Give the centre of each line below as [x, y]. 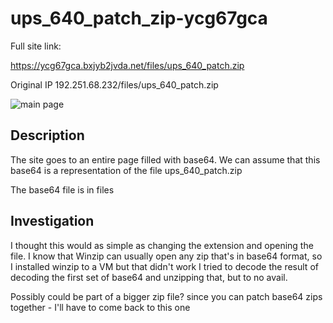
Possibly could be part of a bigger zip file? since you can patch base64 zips [166, 296]
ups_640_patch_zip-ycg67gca [139, 18]
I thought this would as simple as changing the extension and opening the [162, 245]
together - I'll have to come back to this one [100, 307]
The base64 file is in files [62, 189]
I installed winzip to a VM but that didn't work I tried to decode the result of [164, 266]
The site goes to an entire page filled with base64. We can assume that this [165, 159]
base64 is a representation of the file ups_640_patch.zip [126, 170]
